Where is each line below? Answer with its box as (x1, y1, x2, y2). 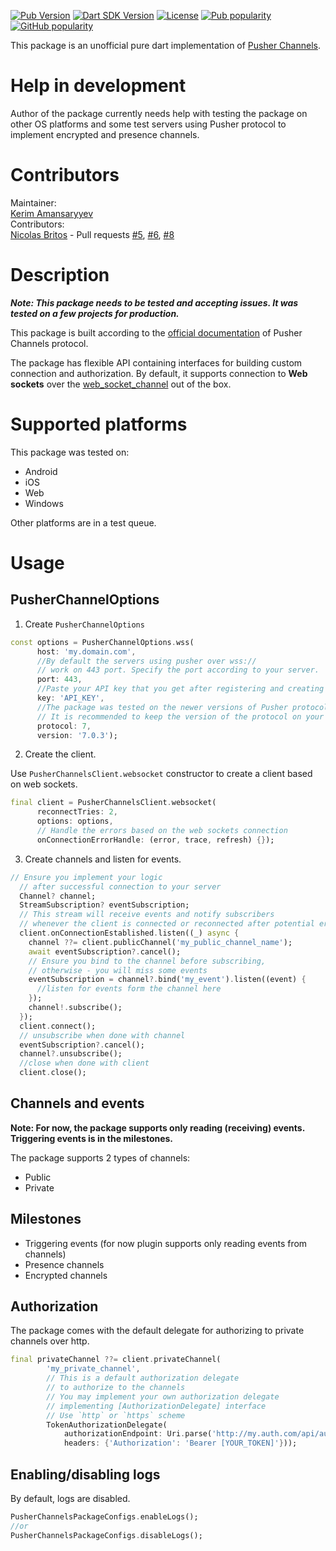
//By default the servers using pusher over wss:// (36, 656, 257, 666)
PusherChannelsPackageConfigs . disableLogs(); (10, 1530, 203, 1540)
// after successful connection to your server (19, 881, 222, 892)
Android (24, 465, 58, 477)
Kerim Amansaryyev (10, 207, 94, 219)
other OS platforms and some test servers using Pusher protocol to (10, 118, 287, 130)
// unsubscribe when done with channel (19, 1030, 186, 1040)
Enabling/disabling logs (10, 1466, 161, 1483)
